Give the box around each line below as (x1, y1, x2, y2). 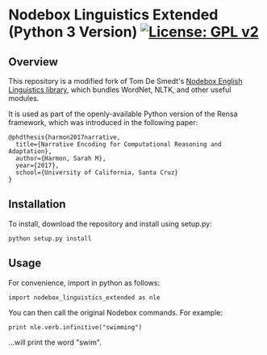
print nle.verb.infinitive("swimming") (8, 323, 143, 332)
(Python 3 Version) (8, 23, 138, 41)
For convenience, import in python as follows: (8, 278, 160, 287)
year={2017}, (15, 161, 60, 169)
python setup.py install (8, 234, 92, 243)
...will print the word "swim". (8, 337, 102, 347)
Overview (8, 55, 59, 69)
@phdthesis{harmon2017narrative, (8, 133, 121, 141)
